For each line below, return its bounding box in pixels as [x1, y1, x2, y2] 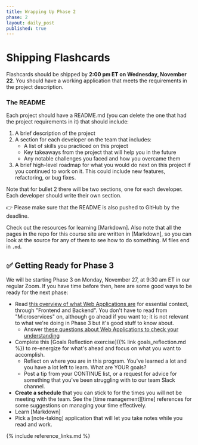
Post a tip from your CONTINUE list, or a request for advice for [23, 370, 177, 378]
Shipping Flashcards [6, 51, 110, 64]
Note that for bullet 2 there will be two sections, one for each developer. [6, 186, 183, 193]
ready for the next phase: [6, 289, 69, 296]
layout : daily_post [6, 20, 55, 26]
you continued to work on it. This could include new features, [14, 168, 166, 175]
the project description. [6, 84, 64, 91]
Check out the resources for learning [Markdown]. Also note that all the [6, 224, 181, 231]
